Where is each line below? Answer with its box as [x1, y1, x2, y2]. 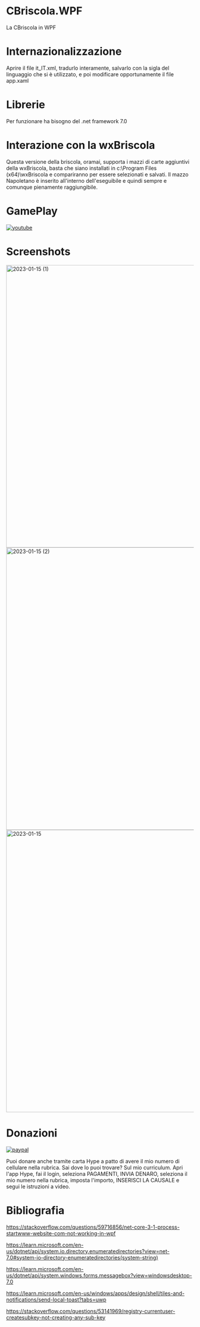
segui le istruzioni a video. [6, 1183, 70, 1190]
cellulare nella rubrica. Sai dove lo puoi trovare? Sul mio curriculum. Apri [6, 1164, 183, 1171]
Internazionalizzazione [6, 45, 122, 58]
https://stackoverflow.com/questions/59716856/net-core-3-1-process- [6, 1223, 180, 1231]
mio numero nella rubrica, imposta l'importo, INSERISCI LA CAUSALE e [6, 1176, 180, 1184]
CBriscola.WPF [6, 4, 83, 18]
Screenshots [6, 245, 71, 258]
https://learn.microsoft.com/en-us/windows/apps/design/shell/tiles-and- [6, 1289, 185, 1297]
